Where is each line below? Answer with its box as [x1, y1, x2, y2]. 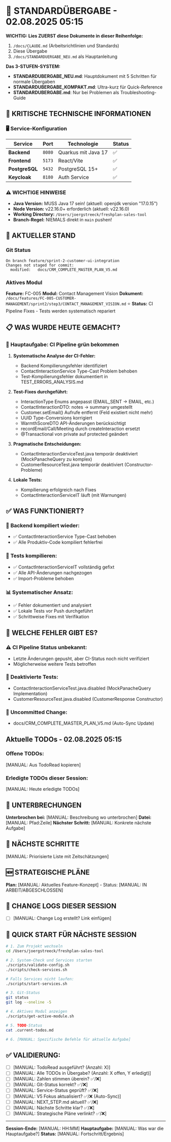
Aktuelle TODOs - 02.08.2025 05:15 [6, 735, 122, 744]
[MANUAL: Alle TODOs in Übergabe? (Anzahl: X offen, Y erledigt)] [13, 1070, 151, 1076]
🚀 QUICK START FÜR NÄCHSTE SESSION [6, 930, 137, 939]
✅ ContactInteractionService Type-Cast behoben [13, 533, 116, 539]
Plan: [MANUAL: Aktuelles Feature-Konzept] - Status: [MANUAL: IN [6, 881, 147, 888]
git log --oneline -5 [6, 1000, 52, 1005]
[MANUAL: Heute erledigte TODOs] [6, 786, 80, 792]
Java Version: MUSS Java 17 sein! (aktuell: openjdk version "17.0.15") [13, 200, 158, 206]
